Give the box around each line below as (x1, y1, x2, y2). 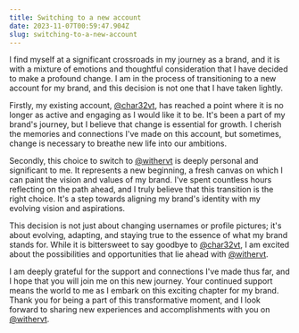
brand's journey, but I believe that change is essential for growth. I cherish (9, 119, 282, 130)
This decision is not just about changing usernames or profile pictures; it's (9, 220, 282, 231)
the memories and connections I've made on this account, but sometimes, (9, 129, 282, 140)
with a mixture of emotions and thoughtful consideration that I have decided (9, 64, 288, 74)
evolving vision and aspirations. (9, 203, 126, 214)
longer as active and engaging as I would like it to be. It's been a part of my (9, 109, 286, 121)
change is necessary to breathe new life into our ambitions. (9, 138, 228, 149)
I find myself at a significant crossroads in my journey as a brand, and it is (9, 55, 280, 65)
